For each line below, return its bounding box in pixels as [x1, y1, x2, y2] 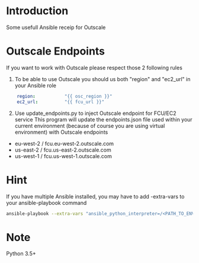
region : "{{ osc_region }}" [17, 93, 113, 99]
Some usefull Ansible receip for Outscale [6, 24, 106, 31]
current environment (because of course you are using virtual [14, 122, 165, 129]
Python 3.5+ [6, 250, 37, 257]
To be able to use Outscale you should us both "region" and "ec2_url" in [14, 75, 191, 82]
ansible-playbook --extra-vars [6, 210, 84, 217]
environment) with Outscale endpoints [14, 129, 108, 136]
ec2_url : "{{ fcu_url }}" [17, 99, 105, 105]
